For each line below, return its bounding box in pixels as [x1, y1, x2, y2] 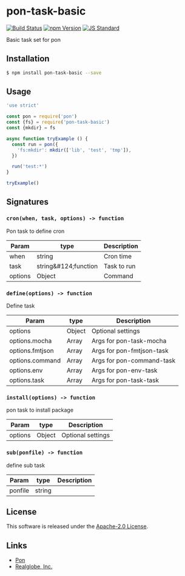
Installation [6, 53, 50, 64]
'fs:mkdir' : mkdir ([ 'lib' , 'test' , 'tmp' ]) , [17, 147, 132, 153]
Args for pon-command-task [91, 357, 176, 365]
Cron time [104, 252, 132, 260]
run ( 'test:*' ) [12, 164, 47, 170]
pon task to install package [6, 406, 74, 414]
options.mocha [9, 337, 52, 345]
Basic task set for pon [6, 36, 61, 43]
